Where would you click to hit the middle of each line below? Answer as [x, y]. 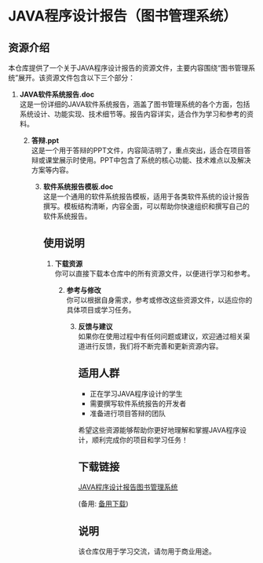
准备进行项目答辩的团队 [128, 413]
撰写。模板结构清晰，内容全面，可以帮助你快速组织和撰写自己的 [146, 206]
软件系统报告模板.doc [78, 186]
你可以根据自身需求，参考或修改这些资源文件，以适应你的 [159, 300]
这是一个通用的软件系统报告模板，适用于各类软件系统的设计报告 [146, 196]
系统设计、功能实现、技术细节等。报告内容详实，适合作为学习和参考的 [133, 114]
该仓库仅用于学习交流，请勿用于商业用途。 [147, 551]
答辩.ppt [45, 141]
